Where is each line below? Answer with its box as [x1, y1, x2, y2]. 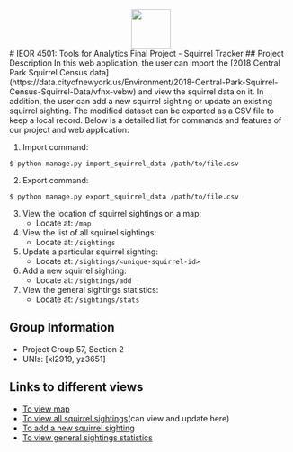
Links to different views [9, 379, 144, 394]
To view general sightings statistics [22, 431, 153, 443]
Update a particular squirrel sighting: [22, 246, 159, 257]
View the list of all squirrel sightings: [22, 227, 157, 237]
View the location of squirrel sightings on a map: [22, 208, 202, 218]
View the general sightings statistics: [22, 285, 159, 295]
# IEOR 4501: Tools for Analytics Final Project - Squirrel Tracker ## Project [9, 49, 285, 58]
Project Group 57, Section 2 [22, 343, 124, 354]
